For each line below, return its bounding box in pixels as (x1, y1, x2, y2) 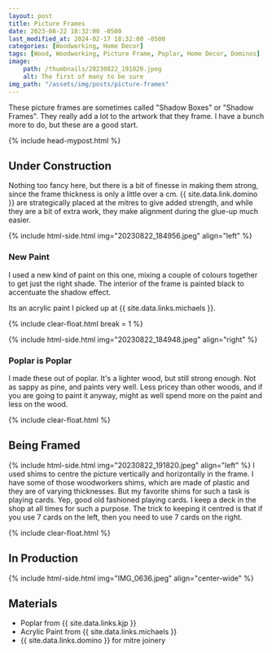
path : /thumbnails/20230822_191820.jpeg (23, 65, 162, 73)
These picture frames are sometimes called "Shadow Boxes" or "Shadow (8, 103, 254, 112)
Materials (8, 596, 58, 611)
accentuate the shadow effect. (8, 287, 112, 297)
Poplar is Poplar (8, 355, 72, 366)
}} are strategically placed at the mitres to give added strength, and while (8, 198, 254, 208)
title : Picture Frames (8, 20, 86, 28)
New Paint (8, 252, 50, 263)
